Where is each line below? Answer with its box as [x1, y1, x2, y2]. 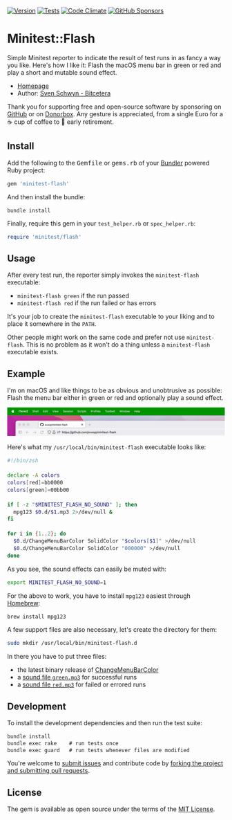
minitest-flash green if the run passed [17, 291, 130, 300]
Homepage [17, 82, 50, 90]
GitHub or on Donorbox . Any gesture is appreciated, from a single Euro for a [7, 109, 223, 118]
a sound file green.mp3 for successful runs [17, 673, 137, 682]
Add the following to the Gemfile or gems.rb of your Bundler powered [7, 158, 210, 167]
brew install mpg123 [7, 613, 67, 620]
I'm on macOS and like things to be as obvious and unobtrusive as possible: [7, 386, 222, 394]
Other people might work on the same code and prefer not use [7, 333, 185, 342]
